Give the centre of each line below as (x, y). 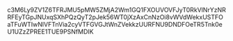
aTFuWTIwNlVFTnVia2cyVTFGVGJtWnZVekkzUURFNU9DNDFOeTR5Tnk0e (115, 24)
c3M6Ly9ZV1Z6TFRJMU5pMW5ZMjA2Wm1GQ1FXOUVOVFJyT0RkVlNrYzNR (116, 10)
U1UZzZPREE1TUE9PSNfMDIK (50, 31)
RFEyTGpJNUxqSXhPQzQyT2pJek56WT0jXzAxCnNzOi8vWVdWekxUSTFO (115, 17)
